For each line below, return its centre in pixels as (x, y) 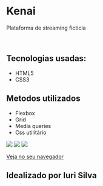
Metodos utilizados (43, 99)
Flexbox (25, 113)
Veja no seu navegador (35, 156)
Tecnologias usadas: (46, 59)
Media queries (33, 126)
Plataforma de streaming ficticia (46, 28)
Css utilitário (31, 132)
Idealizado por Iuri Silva (51, 175)
